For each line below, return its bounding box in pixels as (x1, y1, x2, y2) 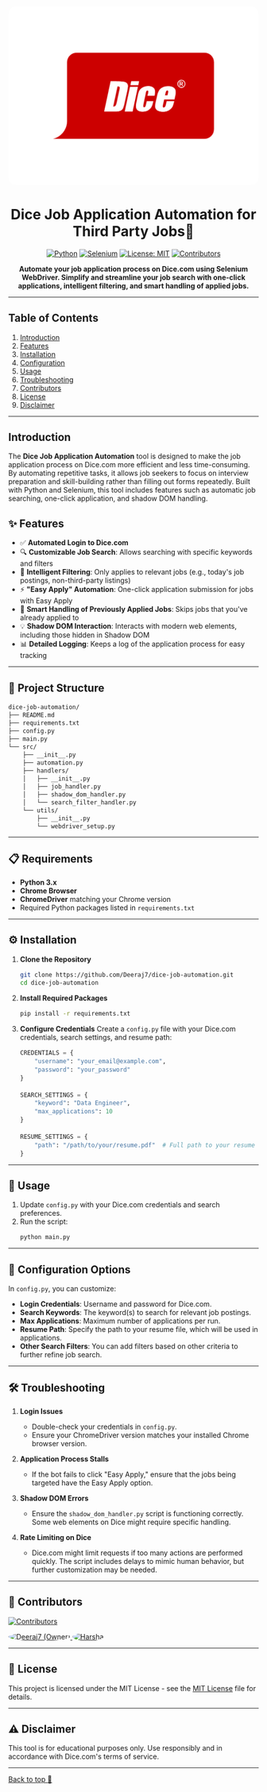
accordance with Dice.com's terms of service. (8, 1751, 160, 1762)
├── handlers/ (22, 766, 69, 775)
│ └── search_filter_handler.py (22, 798, 137, 807)
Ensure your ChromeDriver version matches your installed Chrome (31, 1430, 250, 1440)
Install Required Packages (19, 993, 108, 1003)
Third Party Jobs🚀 (72, 222, 195, 240)
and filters (19, 559, 53, 568)
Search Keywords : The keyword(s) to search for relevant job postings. (19, 1308, 252, 1318)
